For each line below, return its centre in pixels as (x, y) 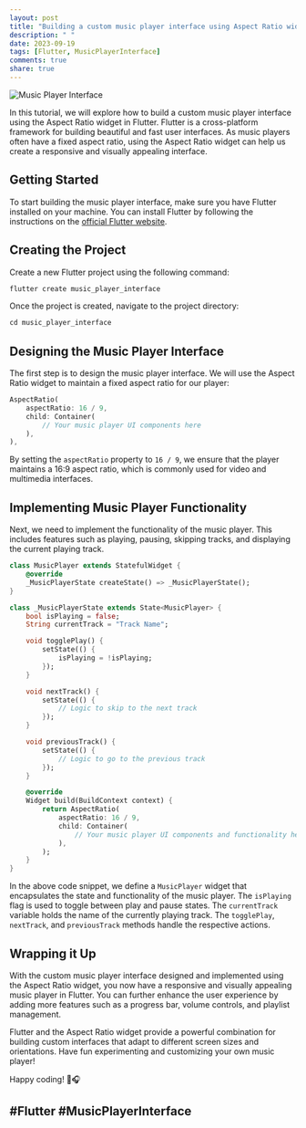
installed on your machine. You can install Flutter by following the (131, 212)
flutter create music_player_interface (85, 288)
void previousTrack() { (71, 742)
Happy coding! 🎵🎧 (45, 1079)
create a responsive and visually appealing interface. (108, 151)
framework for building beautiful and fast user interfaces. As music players (150, 131)
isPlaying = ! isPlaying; (105, 658)
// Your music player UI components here (122, 425)
